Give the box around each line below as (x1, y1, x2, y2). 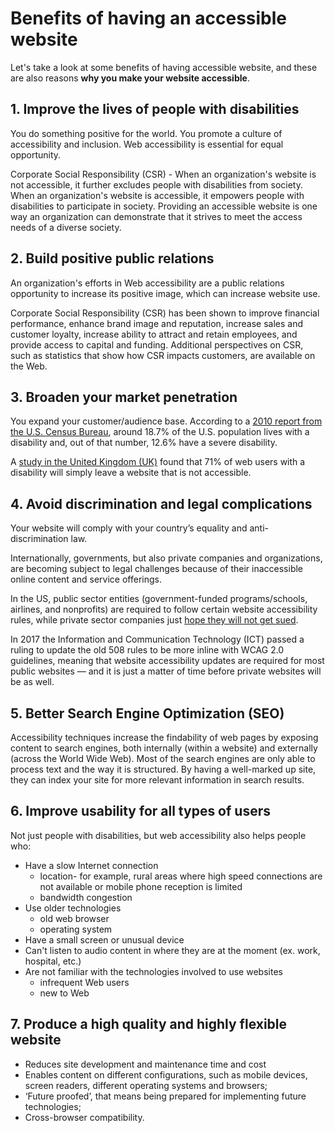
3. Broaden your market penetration (10, 388, 238, 406)
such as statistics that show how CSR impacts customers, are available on (10, 349, 316, 361)
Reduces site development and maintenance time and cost (24, 1058, 267, 1070)
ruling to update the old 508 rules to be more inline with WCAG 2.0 (10, 644, 285, 656)
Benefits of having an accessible (10, 7, 287, 30)
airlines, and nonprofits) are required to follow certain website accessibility (10, 603, 318, 616)
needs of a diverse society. (10, 221, 122, 233)
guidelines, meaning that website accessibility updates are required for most (10, 655, 325, 667)
